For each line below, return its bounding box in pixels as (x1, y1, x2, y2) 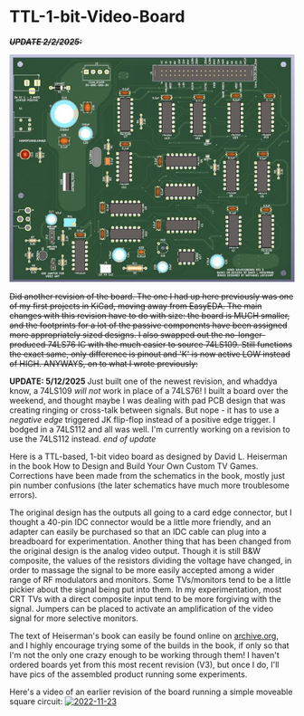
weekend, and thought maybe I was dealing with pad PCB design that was (9, 396, 286, 406)
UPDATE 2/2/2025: (9, 36, 83, 47)
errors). (9, 490, 38, 501)
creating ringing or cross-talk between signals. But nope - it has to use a (9, 405, 280, 415)
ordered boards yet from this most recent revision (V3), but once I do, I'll (9, 659, 280, 671)
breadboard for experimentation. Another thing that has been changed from (9, 536, 292, 547)
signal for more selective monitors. (9, 613, 138, 624)
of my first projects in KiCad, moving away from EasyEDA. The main (9, 301, 262, 311)
